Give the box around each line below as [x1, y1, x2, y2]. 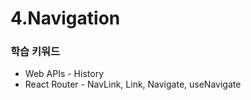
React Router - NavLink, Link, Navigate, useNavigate [24, 78, 242, 91]
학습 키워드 [10, 45, 61, 59]
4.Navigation [10, 7, 121, 30]
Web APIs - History [24, 68, 104, 80]
